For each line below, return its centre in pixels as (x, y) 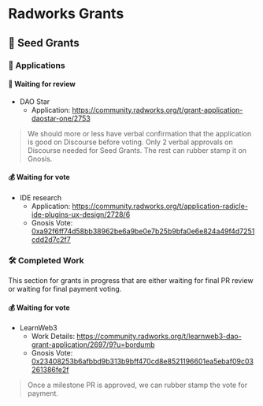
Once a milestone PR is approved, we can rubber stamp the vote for (137, 385)
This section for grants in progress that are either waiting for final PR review (131, 281)
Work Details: (53, 337)
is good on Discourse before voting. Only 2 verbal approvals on (130, 142)
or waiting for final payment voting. (65, 289)
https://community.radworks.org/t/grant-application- (157, 110)
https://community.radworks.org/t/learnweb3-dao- (159, 337)
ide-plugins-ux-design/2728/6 (81, 214)
